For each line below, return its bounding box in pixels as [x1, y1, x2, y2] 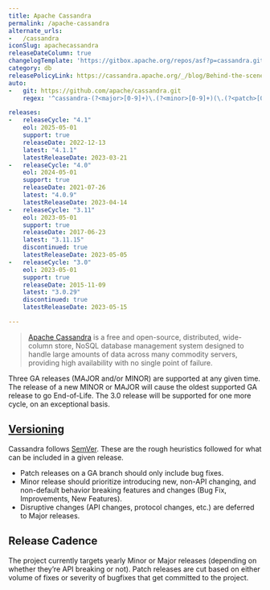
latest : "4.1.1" [22, 146, 78, 154]
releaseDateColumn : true [8, 49, 92, 57]
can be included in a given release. [8, 452, 125, 462]
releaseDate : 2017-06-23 [22, 229, 106, 237]
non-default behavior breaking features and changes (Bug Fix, [19, 485, 227, 495]
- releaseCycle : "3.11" [8, 206, 95, 214]
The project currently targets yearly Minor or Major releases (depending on [8, 555, 257, 565]
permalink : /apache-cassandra [8, 19, 110, 27]
